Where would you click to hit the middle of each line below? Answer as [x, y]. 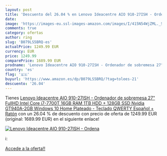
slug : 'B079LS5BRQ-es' [29, 42]
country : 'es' [20, 70]
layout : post [19, 10]
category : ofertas [24, 33]
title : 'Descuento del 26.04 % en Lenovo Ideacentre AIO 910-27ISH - [79, 14]
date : [11, 19]
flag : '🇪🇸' [17, 75]
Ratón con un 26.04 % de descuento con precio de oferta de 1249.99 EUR [81, 114]
